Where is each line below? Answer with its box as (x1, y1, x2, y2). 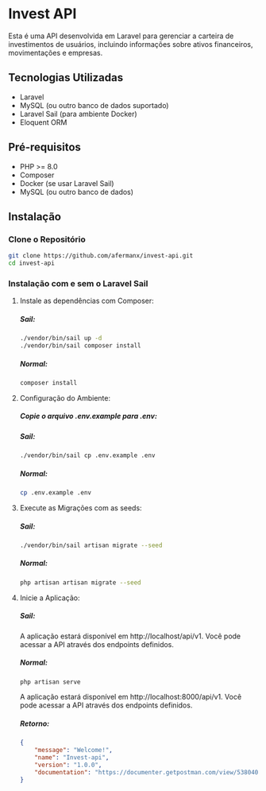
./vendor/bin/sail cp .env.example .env (19, 452, 156, 459)
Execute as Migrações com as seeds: (19, 502, 142, 513)
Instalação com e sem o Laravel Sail (8, 277, 148, 289)
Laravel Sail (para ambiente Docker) (19, 109, 137, 118)
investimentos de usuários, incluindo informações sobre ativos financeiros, (8, 39, 253, 48)
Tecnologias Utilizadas (8, 71, 124, 84)
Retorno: (19, 719, 50, 728)
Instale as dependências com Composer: (19, 296, 155, 306)
